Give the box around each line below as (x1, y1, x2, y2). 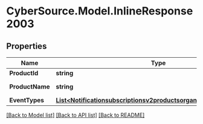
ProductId (9, 69, 39, 77)
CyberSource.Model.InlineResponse (6, 4, 193, 18)
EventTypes (9, 96, 44, 104)
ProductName (9, 82, 50, 91)
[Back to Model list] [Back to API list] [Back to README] (6, 111, 145, 119)
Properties (6, 41, 47, 51)
